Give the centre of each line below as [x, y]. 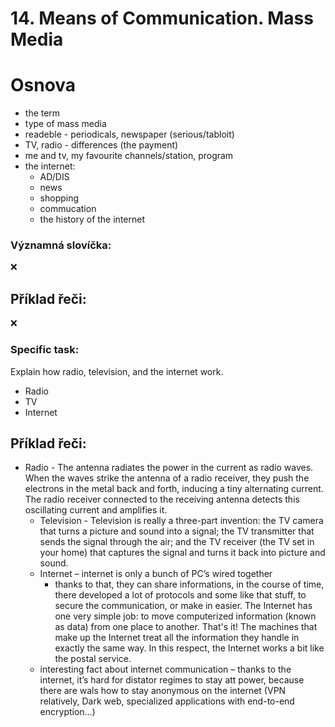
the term [42, 113]
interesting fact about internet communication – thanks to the [165, 669]
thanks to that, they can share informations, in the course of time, [189, 584]
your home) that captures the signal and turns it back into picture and [182, 553]
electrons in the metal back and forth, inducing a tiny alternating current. [174, 489]
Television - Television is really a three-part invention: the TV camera [181, 521]
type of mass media [65, 124]
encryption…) [67, 712]
